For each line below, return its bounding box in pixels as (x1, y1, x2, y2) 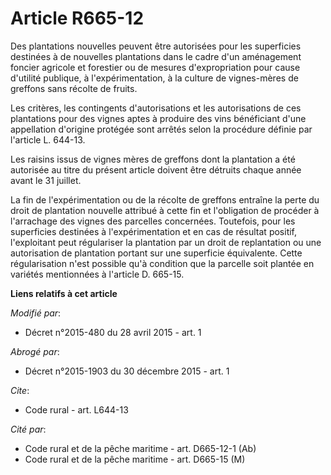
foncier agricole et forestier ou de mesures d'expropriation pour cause (10, 61, 301, 73)
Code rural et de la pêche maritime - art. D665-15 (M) (24, 453, 246, 465)
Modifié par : (10, 307, 62, 319)
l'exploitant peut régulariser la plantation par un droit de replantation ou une (10, 236, 322, 248)
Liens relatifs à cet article (10, 287, 118, 299)
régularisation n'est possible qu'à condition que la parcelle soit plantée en (10, 257, 315, 269)
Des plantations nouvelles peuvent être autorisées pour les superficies (10, 40, 302, 52)
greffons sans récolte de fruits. (10, 82, 138, 94)
